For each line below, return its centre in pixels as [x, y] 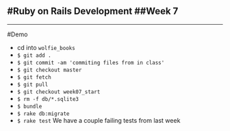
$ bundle [29, 106]
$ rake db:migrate [43, 114]
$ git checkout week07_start [59, 92]
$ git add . [34, 55]
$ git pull [33, 84]
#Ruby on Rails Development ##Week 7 [93, 11]
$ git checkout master [49, 70]
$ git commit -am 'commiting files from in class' [91, 62]
